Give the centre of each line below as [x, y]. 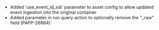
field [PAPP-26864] [30, 23]
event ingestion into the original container [53, 12]
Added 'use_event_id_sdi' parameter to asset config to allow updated [82, 7]
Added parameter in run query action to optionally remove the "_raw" [82, 17]
